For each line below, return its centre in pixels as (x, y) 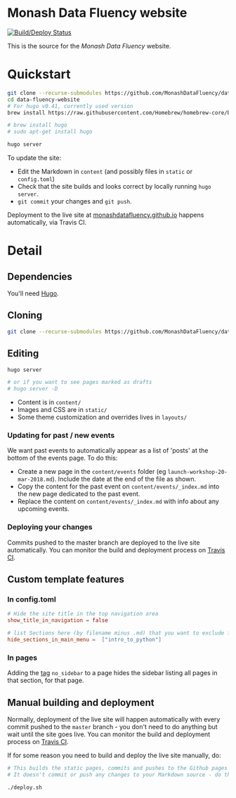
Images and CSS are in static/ (62, 410)
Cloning (25, 315)
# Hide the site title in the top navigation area (83, 614)
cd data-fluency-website (44, 100)
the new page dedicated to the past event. (79, 494)
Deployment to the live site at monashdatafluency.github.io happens (106, 215)
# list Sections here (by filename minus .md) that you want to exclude (116, 633)
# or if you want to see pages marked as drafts (80, 383)
